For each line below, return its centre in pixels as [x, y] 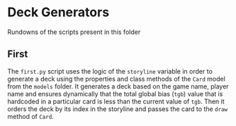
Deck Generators [58, 12]
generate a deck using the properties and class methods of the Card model [116, 79]
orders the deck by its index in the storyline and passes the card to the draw [118, 109]
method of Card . [31, 116]
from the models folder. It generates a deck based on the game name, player [118, 86]
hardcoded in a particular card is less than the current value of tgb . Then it [116, 101]
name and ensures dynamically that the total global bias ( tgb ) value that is [115, 93]
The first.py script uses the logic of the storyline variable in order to [110, 71]
